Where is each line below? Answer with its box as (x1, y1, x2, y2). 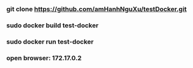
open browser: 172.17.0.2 (6, 53, 82, 62)
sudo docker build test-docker (6, 21, 99, 29)
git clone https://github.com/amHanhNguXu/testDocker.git (6, 5, 187, 13)
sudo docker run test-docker (6, 37, 94, 46)
